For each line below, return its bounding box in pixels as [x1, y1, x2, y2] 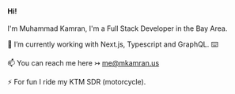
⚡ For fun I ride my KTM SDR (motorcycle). [7, 77, 146, 87]
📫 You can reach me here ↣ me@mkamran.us [7, 58, 160, 68]
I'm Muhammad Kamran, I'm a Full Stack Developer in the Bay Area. [7, 24, 228, 33]
